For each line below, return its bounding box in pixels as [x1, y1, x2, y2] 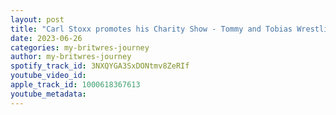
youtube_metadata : [10, 89, 87, 99]
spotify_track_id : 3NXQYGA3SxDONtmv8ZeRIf [10, 61, 190, 71]
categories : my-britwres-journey [10, 42, 150, 53]
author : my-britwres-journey [10, 52, 132, 62]
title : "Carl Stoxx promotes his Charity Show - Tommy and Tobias [10, 24, 293, 34]
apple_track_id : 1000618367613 [10, 80, 141, 90]
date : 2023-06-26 [10, 33, 83, 43]
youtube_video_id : [10, 71, 87, 81]
